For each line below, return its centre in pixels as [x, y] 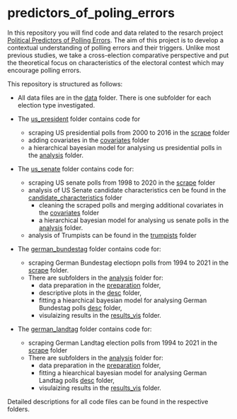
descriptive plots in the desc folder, [90, 292]
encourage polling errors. [44, 70]
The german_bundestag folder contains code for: [89, 248]
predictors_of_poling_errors [91, 13]
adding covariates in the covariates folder [89, 140]
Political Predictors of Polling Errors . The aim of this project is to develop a [116, 40]
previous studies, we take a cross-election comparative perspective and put [118, 55]
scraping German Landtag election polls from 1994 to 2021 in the [123, 343]
